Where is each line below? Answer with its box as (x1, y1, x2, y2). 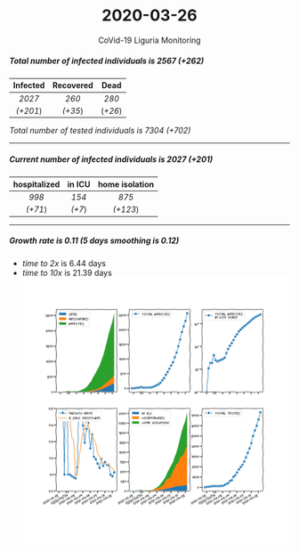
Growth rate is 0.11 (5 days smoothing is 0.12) (9, 235, 180, 246)
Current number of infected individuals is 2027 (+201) (9, 154, 214, 165)
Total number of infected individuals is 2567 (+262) (9, 55, 205, 66)
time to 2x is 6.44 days (21, 257, 107, 268)
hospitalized (12, 179, 61, 190)
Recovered (52, 80, 93, 91)
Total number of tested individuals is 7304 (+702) (9, 126, 191, 136)
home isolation (97, 179, 154, 190)
